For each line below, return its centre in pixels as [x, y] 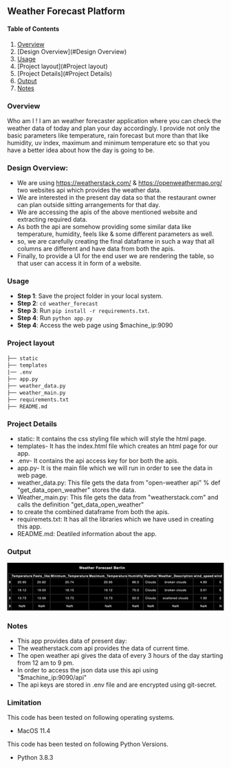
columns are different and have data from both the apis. [96, 249]
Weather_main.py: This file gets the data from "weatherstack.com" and [118, 498]
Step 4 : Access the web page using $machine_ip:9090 [95, 326]
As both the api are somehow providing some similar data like [104, 227]
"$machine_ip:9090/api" [52, 677]
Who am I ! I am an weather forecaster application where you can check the [114, 120]
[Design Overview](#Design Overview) [72, 52]
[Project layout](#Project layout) [62, 66]
